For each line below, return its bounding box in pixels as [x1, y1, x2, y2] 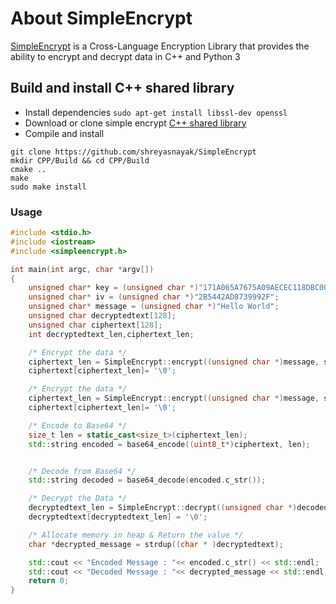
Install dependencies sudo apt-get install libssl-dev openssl [24, 106, 288, 118]
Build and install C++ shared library [10, 80, 235, 97]
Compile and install [24, 127, 105, 139]
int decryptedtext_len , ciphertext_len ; [28, 329, 195, 339]
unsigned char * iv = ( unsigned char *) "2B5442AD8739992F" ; [28, 292, 280, 302]
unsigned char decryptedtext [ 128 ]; [28, 311, 177, 321]
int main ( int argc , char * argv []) [10, 264, 155, 274]
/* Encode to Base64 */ [28, 420, 128, 431]
